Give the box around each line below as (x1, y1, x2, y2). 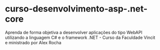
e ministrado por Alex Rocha (5, 39, 62, 45)
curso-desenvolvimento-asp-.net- (5, 3, 148, 14)
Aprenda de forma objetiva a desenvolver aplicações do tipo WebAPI (5, 29, 143, 35)
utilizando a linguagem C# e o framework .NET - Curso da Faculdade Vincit (5, 35, 156, 40)
